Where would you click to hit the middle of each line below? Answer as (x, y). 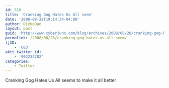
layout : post (19, 29)
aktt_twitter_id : (23, 52)
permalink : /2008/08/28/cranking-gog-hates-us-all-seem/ (66, 38)
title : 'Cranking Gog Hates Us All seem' (49, 15)
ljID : (11, 43)
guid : (11, 33)
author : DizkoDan (23, 24)
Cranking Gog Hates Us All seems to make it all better (61, 80)
